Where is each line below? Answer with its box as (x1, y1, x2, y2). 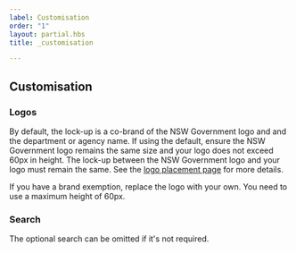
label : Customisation (9, 13, 90, 22)
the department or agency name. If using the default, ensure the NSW (9, 135, 266, 146)
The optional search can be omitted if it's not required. (9, 233, 210, 244)
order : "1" (9, 21, 50, 30)
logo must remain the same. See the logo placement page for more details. (9, 164, 284, 174)
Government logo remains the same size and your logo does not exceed (9, 145, 274, 156)
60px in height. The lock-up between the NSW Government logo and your (9, 154, 281, 165)
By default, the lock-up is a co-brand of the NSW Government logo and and (9, 126, 287, 137)
